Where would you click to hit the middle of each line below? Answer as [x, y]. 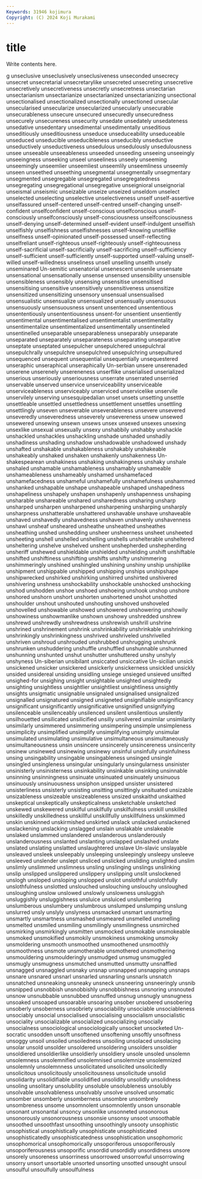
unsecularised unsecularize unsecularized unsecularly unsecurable [90, 108]
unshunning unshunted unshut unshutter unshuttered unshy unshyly [91, 655]
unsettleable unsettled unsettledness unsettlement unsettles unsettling [94, 404]
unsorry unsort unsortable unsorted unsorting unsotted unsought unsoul [96, 1163]
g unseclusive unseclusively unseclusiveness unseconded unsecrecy [93, 76]
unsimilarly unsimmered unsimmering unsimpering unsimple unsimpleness [99, 726]
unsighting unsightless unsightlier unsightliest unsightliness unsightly [92, 687]
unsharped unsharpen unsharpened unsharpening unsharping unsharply [97, 507]
